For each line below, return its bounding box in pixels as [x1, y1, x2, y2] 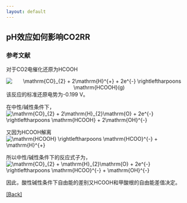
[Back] [6, 191, 22, 198]
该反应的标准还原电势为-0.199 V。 [6, 91, 88, 98]
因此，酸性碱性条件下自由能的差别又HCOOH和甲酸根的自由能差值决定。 [6, 179, 181, 186]
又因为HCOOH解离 [6, 128, 52, 136]
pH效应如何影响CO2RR [6, 32, 90, 42]
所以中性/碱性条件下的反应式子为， [6, 154, 91, 161]
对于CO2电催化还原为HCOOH [6, 66, 78, 73]
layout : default [6, 8, 46, 15]
